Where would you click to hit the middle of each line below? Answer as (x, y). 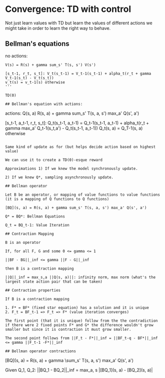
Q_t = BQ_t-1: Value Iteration (37, 225)
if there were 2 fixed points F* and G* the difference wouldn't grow (79, 325)
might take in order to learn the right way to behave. (58, 28)
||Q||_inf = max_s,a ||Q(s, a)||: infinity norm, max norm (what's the (80, 277)
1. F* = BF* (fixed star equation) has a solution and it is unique (77, 307)
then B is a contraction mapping (40, 268)
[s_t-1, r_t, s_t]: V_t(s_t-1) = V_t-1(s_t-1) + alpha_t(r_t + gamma (78, 74)
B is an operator (23, 242)
